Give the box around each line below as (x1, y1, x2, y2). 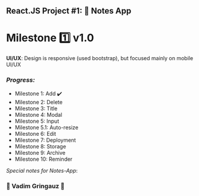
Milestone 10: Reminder (14, 155, 73, 163)
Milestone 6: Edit (14, 130, 57, 137)
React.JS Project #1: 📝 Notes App (6, 6, 132, 16)
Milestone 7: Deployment (14, 136, 76, 144)
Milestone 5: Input (14, 117, 60, 125)
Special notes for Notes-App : (6, 167, 78, 174)
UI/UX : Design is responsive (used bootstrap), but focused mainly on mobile (6, 55, 194, 62)
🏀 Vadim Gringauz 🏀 (6, 182, 65, 190)
